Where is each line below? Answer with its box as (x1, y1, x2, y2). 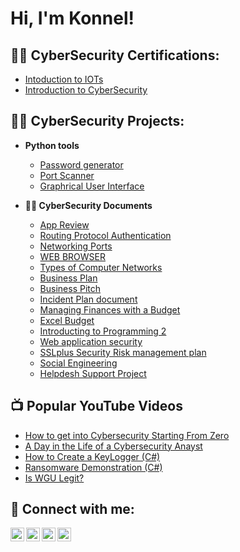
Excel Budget (39, 314, 95, 326)
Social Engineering (39, 357, 118, 369)
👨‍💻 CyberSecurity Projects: (10, 113, 185, 130)
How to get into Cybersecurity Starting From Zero (24, 429, 230, 441)
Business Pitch (39, 282, 102, 294)
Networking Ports (39, 240, 113, 252)
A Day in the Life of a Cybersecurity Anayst (24, 440, 203, 452)
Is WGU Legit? (24, 472, 85, 484)
